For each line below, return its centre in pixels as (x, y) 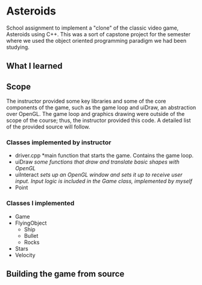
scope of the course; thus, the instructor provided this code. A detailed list (99, 120)
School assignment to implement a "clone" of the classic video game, (93, 28)
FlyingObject (31, 223)
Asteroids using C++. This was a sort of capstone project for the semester (99, 34)
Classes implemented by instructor (59, 142)
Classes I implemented (40, 203)
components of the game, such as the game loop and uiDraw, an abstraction (101, 107)
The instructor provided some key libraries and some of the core (86, 101)
